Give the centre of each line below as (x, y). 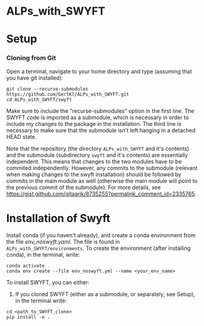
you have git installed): (35, 78)
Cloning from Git (31, 58)
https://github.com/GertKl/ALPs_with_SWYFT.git (68, 94)
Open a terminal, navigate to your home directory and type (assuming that (99, 71)
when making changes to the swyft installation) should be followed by (94, 174)
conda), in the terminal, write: (43, 254)
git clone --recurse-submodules (47, 89)
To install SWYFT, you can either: (48, 282)
